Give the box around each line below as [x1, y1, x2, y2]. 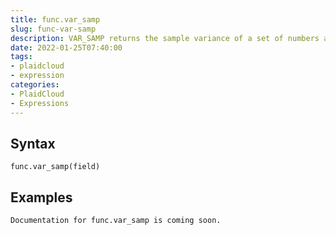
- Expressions [10, 98, 70, 108]
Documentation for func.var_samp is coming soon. [10, 216, 222, 226]
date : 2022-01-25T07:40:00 [10, 42, 123, 53]
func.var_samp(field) [10, 162, 101, 172]
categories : [10, 80, 60, 90]
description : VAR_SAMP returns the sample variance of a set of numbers [10, 33, 320, 43]
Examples [10, 189, 73, 206]
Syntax [10, 135, 56, 152]
